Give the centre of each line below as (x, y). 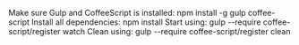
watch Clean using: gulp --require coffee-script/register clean (176, 31)
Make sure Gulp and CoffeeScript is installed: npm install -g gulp (128, 13)
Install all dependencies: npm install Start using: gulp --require (146, 22)
